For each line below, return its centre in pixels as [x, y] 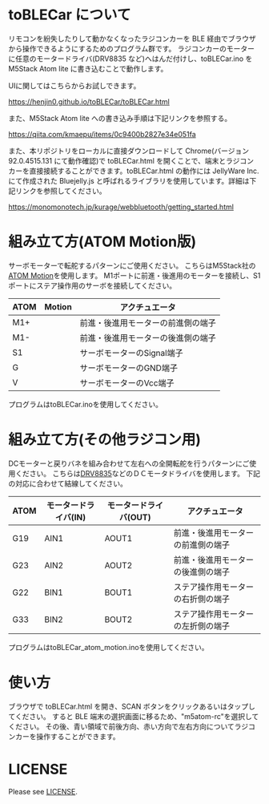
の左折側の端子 [202, 626]
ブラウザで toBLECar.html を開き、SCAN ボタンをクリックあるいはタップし [132, 706]
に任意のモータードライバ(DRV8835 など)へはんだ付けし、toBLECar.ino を [130, 59]
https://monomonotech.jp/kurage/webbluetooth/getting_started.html [121, 207]
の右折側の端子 [202, 599]
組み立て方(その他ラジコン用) [105, 440]
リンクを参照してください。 [60, 191]
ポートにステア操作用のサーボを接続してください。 [92, 285]
